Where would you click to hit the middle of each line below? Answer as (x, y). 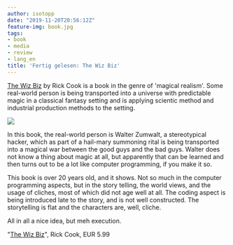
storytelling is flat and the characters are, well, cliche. (84, 207)
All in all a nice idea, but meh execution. (64, 221)
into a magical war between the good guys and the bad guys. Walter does (114, 149)
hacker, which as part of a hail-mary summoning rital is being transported (113, 142)
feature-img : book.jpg (40, 27)
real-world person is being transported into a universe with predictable (109, 93)
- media (19, 46)
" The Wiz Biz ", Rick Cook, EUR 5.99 (59, 234)
